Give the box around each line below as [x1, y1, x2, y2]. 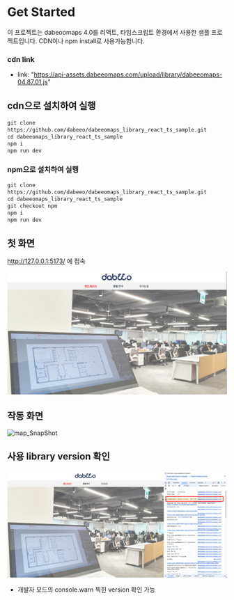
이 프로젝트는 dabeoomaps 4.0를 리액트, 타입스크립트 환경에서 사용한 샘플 [7, 28, 210, 36]
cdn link [7, 54, 35, 64]
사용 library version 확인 [7, 450, 110, 463]
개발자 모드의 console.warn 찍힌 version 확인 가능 [17, 585, 155, 594]
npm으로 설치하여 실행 [7, 164, 79, 174]
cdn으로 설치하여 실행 [7, 100, 96, 111]
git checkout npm [7, 203, 58, 210]
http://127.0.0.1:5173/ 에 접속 [7, 257, 86, 265]
